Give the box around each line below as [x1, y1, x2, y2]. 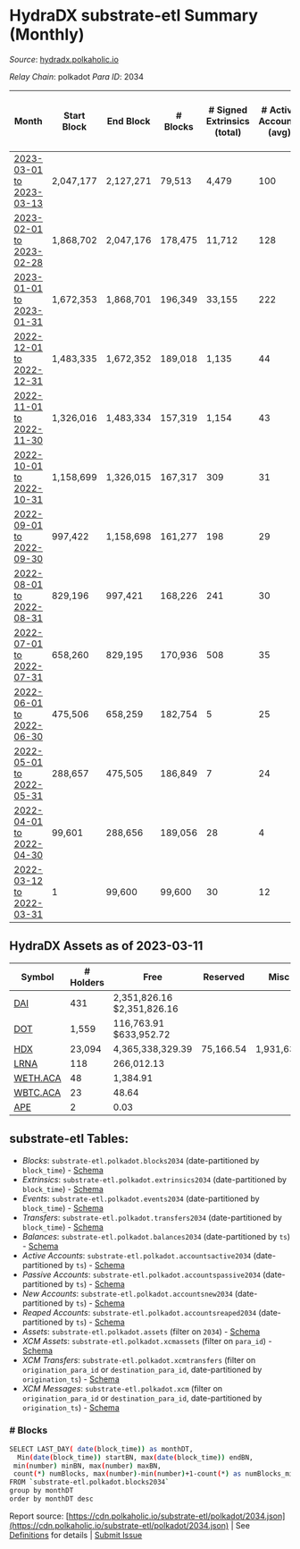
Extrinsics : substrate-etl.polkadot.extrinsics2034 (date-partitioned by [21, 1173, 287, 1185]
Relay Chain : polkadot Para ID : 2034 [9, 71, 145, 81]
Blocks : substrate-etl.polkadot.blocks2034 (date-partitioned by [21, 1155, 260, 1165]
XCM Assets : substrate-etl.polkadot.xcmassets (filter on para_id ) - [21, 1335, 272, 1346]
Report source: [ [9, 1511, 70, 1521]
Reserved [203, 970, 246, 983]
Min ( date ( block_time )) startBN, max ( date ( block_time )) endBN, [17, 1452, 254, 1462]
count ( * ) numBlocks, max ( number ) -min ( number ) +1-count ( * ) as [12, 1469, 242, 1478]
